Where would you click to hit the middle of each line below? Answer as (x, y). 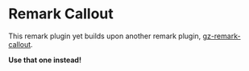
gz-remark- (222, 36)
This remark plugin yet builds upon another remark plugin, (105, 36)
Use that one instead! (45, 60)
